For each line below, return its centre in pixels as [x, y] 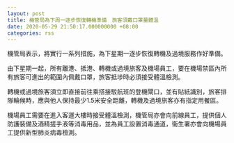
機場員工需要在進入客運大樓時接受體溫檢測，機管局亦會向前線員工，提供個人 [117, 115]
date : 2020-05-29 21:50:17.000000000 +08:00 [73, 26]
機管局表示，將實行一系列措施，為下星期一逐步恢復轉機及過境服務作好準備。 [117, 53]
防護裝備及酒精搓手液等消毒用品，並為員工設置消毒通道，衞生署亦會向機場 [114, 124]
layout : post [26, 14]
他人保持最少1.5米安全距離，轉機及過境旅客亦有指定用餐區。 [136, 101]
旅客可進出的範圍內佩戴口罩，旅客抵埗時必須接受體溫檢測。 [99, 77]
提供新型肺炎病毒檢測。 [47, 133]
